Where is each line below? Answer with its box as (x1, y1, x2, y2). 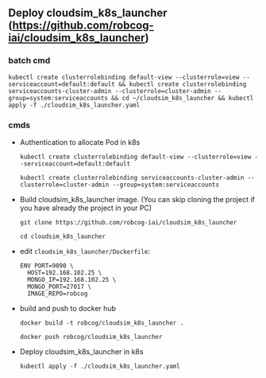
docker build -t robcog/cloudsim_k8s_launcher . (19, 318, 184, 327)
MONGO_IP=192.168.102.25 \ (27, 275, 117, 283)
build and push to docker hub (19, 303, 117, 313)
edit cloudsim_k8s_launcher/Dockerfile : (19, 246, 151, 255)
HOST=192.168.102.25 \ (27, 268, 102, 277)
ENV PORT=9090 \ (19, 262, 74, 270)
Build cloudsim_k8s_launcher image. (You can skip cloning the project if (19, 194, 256, 204)
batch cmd (8, 55, 51, 66)
